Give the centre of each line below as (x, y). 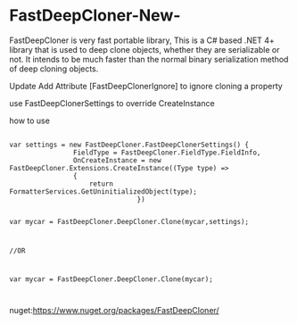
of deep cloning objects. (54, 69)
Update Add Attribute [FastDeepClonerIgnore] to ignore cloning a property (146, 86)
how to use (30, 120)
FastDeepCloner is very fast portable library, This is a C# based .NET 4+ (142, 40)
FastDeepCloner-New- (95, 16)
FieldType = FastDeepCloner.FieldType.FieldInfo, (167, 153)
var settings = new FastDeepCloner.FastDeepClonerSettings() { (129, 145)
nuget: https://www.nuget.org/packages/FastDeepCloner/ (115, 311)
